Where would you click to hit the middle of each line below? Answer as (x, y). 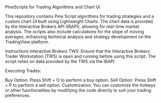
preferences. (18, 95)
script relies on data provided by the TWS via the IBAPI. (60, 61)
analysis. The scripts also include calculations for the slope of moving (75, 32)
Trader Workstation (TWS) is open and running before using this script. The (80, 56)
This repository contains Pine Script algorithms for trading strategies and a (80, 16)
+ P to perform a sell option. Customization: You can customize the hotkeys (80, 85)
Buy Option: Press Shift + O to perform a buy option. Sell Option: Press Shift (81, 80)
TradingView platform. (27, 42)
